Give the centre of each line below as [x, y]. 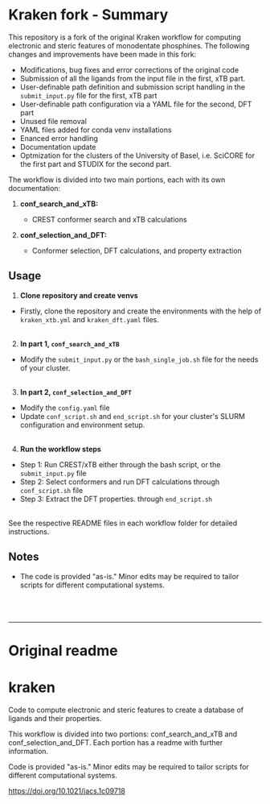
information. [29, 751]
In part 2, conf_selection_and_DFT [76, 392]
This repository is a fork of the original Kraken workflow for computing [125, 37]
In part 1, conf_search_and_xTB [70, 343]
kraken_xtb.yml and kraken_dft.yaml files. [89, 319]
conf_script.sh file [51, 490]
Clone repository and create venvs [79, 295]
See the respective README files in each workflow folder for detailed [123, 523]
